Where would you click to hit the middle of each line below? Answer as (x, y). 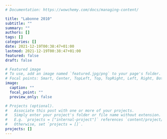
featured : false (22, 56)
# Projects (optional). (30, 106)
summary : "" (17, 28)
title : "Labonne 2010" (29, 19)
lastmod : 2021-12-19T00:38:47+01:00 (43, 51)
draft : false (19, 60)
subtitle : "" (19, 23)
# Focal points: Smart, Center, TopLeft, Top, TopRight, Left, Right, (80, 78)
